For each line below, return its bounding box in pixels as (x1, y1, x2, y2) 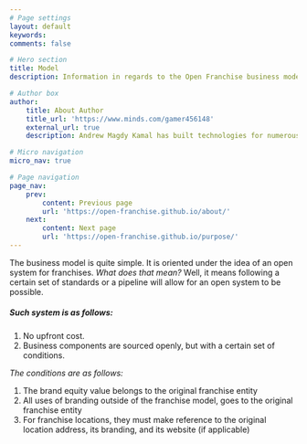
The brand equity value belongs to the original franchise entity (22, 385, 259, 396)
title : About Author (26, 106, 104, 115)
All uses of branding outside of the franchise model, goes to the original (22, 395, 294, 406)
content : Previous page (42, 198, 132, 207)
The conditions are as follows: (9, 367, 123, 378)
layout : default (9, 22, 71, 31)
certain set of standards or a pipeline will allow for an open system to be (9, 276, 281, 288)
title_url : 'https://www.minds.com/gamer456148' (26, 114, 215, 123)
